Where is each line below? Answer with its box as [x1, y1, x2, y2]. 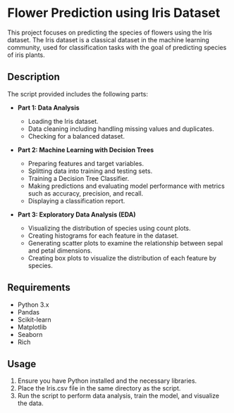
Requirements [7, 281, 70, 293]
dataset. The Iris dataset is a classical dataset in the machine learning [7, 35, 209, 44]
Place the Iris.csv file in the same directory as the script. [17, 384, 181, 393]
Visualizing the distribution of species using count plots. [27, 224, 192, 232]
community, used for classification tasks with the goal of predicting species [7, 43, 227, 51]
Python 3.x [17, 300, 49, 309]
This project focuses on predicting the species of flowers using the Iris [7, 28, 213, 37]
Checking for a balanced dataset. [27, 132, 125, 140]
